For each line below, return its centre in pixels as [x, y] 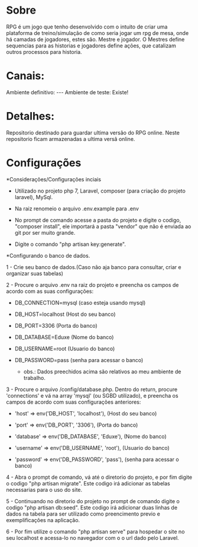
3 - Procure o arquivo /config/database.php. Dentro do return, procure [92, 389]
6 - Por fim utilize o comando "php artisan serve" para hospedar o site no [95, 532]
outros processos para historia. [44, 52]
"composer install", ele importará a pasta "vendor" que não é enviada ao [103, 226]
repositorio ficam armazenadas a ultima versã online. [71, 139]
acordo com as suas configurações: [50, 291]
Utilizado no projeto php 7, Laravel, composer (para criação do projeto [100, 191]
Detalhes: [30, 116]
